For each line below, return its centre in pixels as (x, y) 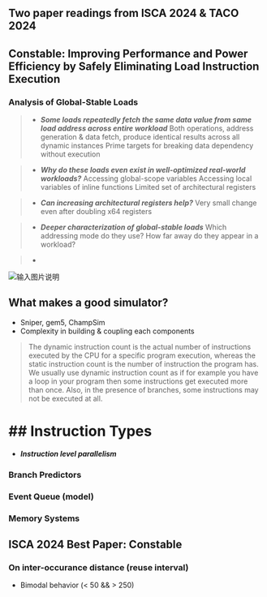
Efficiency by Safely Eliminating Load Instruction (134, 66)
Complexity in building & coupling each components (107, 331)
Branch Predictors (45, 475)
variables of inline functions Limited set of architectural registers (148, 187)
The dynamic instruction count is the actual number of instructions (140, 346)
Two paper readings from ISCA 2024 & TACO (124, 13)
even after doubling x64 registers (96, 212)
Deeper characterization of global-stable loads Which (133, 227)
